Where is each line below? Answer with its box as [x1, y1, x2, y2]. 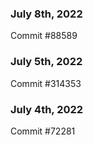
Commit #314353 [10, 77, 82, 89]
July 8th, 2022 [10, 7, 83, 21]
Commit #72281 [10, 125, 76, 137]
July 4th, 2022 [10, 102, 84, 116]
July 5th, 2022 [10, 55, 83, 69]
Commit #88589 [10, 30, 78, 42]
